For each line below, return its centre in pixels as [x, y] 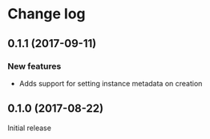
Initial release [29, 128]
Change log [46, 14]
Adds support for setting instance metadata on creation [111, 83]
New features [34, 66]
